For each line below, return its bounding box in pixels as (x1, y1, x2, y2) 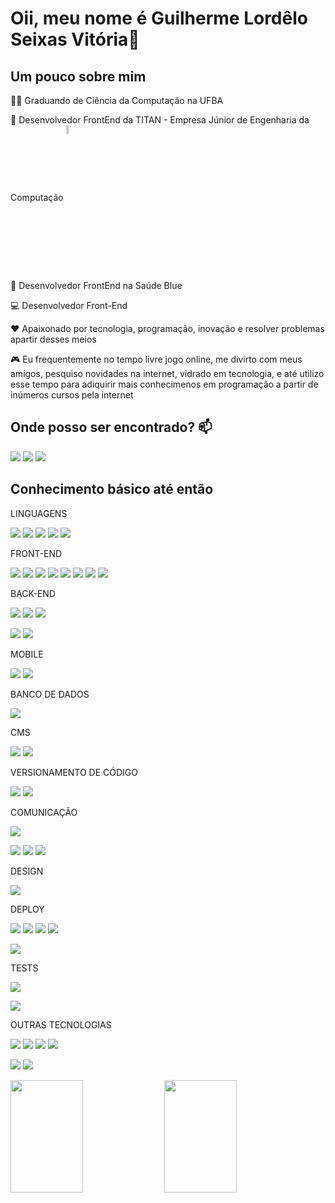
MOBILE (10, 648, 44, 660)
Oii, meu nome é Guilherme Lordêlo (10, 7, 308, 30)
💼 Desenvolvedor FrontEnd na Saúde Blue (10, 280, 183, 291)
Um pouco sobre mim (10, 68, 147, 85)
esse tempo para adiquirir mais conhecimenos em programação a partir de (10, 378, 319, 390)
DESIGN (10, 865, 44, 877)
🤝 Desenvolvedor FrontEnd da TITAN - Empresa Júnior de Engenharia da (10, 114, 310, 126)
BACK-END (10, 587, 56, 599)
